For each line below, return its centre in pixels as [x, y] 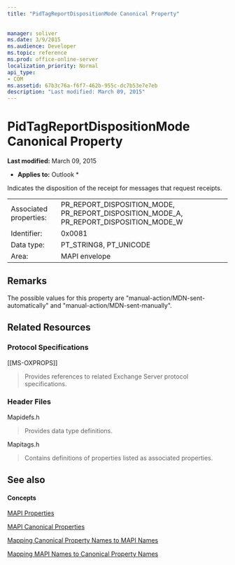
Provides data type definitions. [69, 430]
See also [26, 480]
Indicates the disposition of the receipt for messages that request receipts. [115, 188]
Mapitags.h [23, 444]
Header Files [29, 402]
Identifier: [27, 233]
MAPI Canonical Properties [46, 527]
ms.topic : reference [37, 53]
